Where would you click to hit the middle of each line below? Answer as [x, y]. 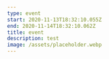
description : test [33, 39]
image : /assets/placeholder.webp [54, 45]
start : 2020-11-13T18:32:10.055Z [54, 20]
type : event [24, 13]
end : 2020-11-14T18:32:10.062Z [51, 26]
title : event [26, 32]
